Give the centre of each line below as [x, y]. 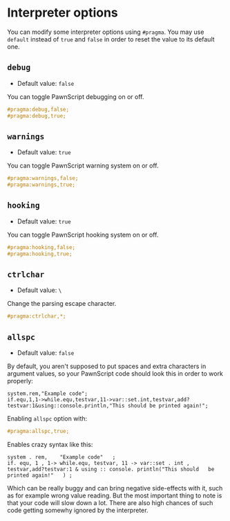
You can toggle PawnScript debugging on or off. [76, 97]
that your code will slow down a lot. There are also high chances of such [110, 503]
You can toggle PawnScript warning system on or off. [83, 166]
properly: [20, 381]
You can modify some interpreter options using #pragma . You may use [106, 32]
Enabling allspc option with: [47, 419]
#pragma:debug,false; [38, 109]
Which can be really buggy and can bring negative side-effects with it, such [115, 488]
